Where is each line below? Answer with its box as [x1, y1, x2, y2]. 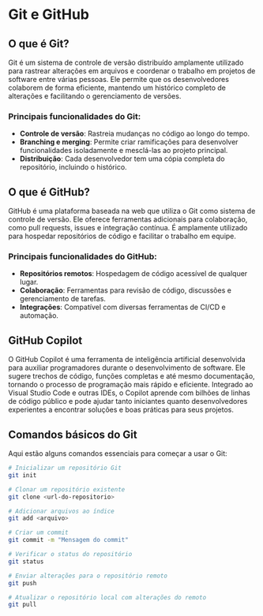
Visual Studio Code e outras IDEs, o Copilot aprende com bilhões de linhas [8, 388, 250, 398]
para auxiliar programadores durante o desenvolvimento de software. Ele [8, 363, 246, 372]
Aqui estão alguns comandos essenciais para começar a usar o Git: [8, 449, 227, 458]
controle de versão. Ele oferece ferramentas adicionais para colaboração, [8, 215, 248, 224]
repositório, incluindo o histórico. [19, 162, 128, 172]
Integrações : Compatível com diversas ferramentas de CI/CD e [19, 302, 227, 312]
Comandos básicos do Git [8, 427, 137, 441]
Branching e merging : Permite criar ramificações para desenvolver [19, 137, 239, 147]
